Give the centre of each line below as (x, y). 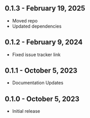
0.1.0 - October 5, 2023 (42, 99)
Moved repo (25, 20)
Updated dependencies (37, 26)
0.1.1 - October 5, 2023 (41, 71)
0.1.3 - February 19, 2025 (45, 8)
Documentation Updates (38, 83)
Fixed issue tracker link (36, 54)
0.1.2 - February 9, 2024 (44, 42)
